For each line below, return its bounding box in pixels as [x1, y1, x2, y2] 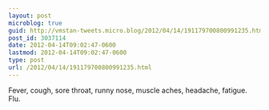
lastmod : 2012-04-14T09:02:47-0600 [8, 49, 127, 57]
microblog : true [8, 19, 62, 27]
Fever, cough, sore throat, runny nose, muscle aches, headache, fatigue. [8, 85, 248, 95]
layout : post [8, 11, 52, 20]
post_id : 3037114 [8, 33, 66, 42]
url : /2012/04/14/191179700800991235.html [8, 64, 152, 72]
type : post [8, 57, 45, 65]
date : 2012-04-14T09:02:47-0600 [8, 41, 116, 49]
